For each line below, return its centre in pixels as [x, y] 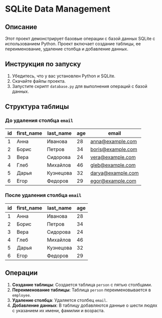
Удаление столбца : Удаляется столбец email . [60, 300]
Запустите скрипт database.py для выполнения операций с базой [80, 86]
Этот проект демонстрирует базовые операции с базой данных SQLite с [80, 38]
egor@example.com [113, 181]
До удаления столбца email [39, 121]
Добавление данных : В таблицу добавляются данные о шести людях [85, 305]
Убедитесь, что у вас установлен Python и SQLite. [64, 76]
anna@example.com [114, 141]
